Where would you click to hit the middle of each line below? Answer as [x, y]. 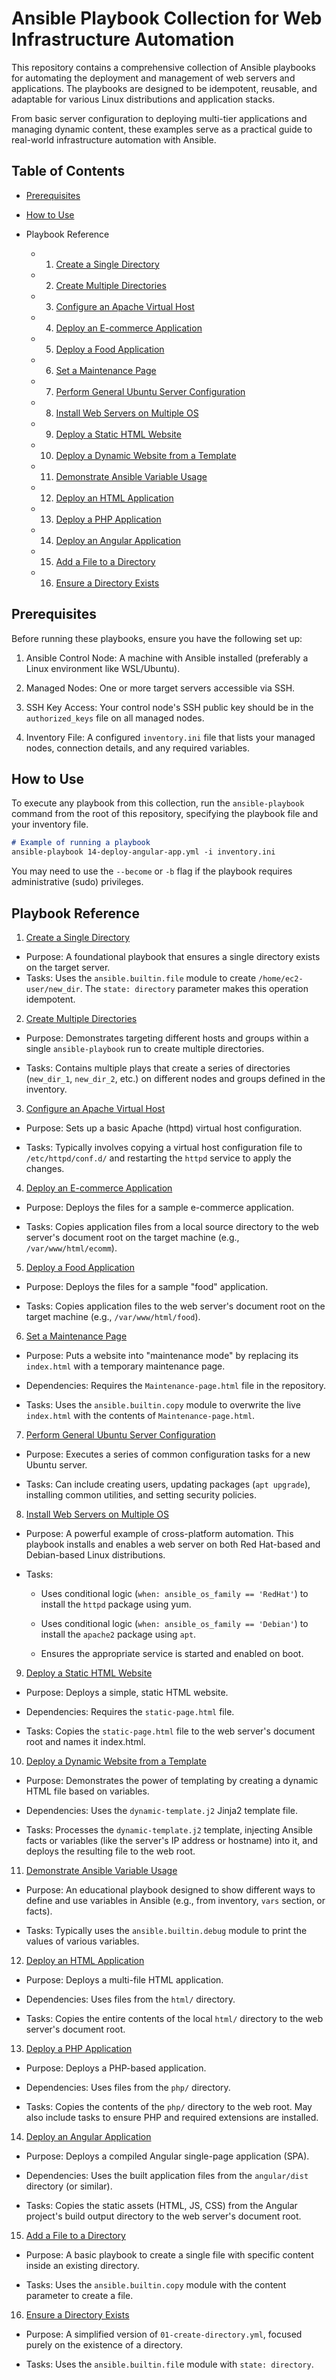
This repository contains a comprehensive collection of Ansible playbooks [163, 67]
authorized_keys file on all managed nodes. [115, 718]
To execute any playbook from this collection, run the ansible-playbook [158, 803]
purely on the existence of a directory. [104, 2344]
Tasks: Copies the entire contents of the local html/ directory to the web [174, 2018]
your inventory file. [50, 824]
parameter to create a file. [79, 2295]
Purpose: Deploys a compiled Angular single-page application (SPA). [167, 2156]
